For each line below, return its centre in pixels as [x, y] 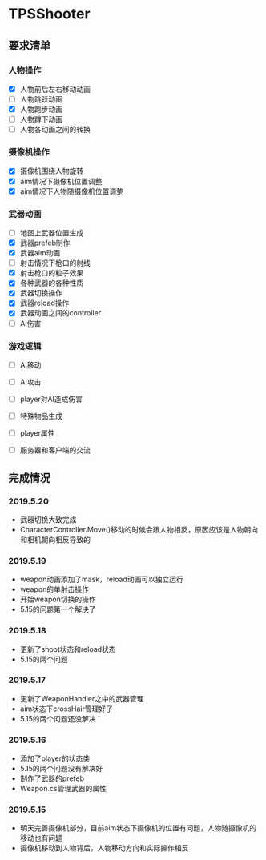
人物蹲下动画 [41, 119]
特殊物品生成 [41, 416]
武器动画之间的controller [60, 313]
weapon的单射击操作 [54, 589]
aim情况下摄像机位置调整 [61, 181]
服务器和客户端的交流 [55, 450]
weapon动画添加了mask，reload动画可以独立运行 [102, 579]
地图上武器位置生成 [52, 232]
